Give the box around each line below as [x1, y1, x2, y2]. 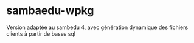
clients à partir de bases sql [6, 30, 76, 37]
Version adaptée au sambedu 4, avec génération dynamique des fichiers [6, 24, 189, 31]
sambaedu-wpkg [6, 4, 94, 18]
